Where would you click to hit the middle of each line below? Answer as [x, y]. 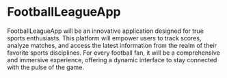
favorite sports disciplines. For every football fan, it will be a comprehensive [113, 53]
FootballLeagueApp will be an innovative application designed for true [105, 31]
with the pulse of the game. [45, 67]
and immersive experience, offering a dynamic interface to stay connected [112, 60]
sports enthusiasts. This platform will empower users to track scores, [104, 38]
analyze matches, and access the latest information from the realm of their [112, 45]
